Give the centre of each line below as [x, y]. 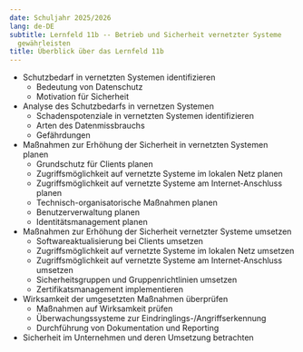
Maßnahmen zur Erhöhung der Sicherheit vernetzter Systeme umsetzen [157, 231]
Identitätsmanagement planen [92, 222]
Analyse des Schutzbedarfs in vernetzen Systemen [118, 106]
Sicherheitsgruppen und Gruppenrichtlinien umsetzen [137, 280]
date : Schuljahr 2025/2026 [60, 18]
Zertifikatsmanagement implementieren [110, 289]
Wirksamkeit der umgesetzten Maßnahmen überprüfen [125, 299]
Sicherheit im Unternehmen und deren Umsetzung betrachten [138, 337]
